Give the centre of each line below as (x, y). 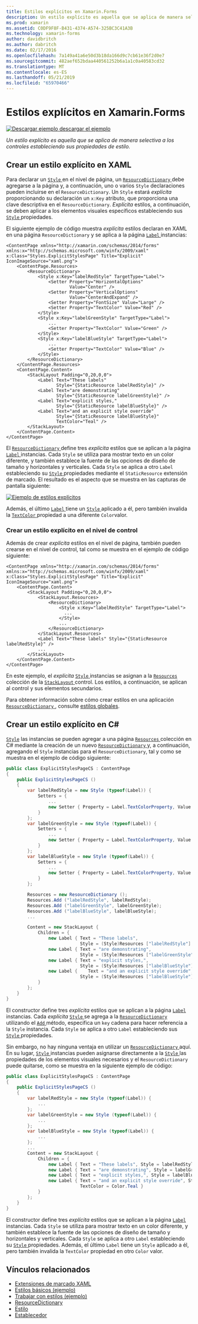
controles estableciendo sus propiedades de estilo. (68, 146)
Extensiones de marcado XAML (53, 1284)
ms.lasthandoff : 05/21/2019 (41, 77)
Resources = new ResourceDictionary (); (77, 895)
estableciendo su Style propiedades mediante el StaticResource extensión (97, 473)
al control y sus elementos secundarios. (55, 688)
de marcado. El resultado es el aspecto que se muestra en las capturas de (96, 479)
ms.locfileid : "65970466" (38, 83)
